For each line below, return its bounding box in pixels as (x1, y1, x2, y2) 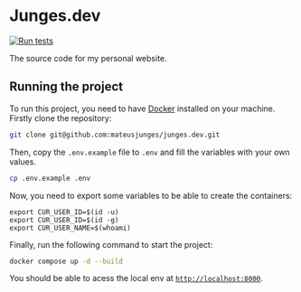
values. (9, 155, 36, 167)
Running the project (9, 79, 124, 95)
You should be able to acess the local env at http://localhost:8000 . (9, 273, 264, 284)
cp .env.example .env (9, 174, 91, 183)
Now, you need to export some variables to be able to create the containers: (9, 190, 293, 201)
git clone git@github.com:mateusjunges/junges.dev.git (9, 130, 221, 139)
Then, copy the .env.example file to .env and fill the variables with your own (9, 146, 291, 157)
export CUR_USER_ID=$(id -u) (9, 207, 119, 217)
